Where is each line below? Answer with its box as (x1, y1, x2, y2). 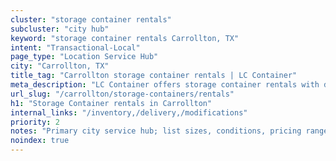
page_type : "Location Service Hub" (10, 52, 159, 62)
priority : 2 (10, 117, 60, 127)
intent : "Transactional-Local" (10, 42, 141, 53)
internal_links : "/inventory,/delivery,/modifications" (10, 107, 248, 118)
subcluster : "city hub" (10, 24, 110, 34)
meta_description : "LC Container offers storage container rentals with (10, 80, 320, 90)
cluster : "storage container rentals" (10, 14, 172, 25)
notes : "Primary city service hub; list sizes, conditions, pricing (10, 126, 302, 136)
